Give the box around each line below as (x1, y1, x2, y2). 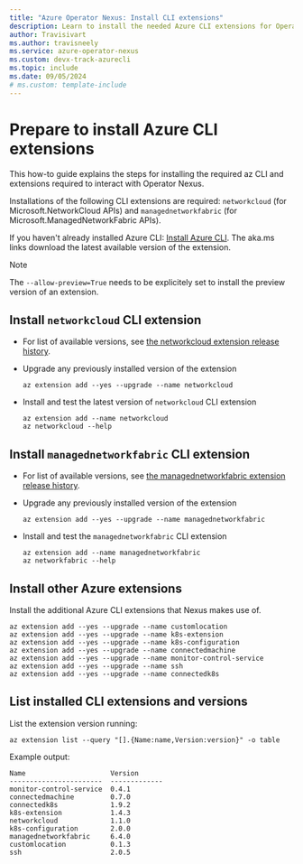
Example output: (9, 751, 70, 762)
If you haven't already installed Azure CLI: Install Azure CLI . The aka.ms (9, 232, 275, 243)
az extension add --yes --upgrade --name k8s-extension (9, 630, 224, 639)
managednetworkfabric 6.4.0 (9, 831, 131, 841)
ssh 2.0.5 (9, 848, 131, 857)
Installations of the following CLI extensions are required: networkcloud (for (9, 195, 287, 206)
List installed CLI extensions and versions (9, 694, 248, 710)
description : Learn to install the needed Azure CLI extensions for (9, 22, 272, 31)
